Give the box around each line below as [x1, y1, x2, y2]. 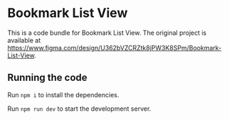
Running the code [7, 72, 87, 84]
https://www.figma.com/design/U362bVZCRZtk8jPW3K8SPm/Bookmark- [7, 43, 222, 52]
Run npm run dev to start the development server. [7, 104, 151, 113]
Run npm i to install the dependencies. [7, 90, 119, 99]
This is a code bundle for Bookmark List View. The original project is [7, 28, 207, 37]
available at [7, 36, 41, 44]
